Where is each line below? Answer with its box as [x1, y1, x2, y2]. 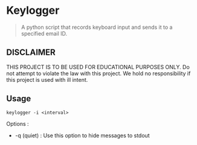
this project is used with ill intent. [6, 76, 88, 83]
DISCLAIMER [6, 48, 56, 58]
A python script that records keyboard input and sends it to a [21, 23, 173, 31]
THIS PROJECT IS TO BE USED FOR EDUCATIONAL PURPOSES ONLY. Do [6, 63, 190, 70]
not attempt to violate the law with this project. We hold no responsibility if [6, 70, 191, 77]
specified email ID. [21, 29, 68, 37]
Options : [6, 120, 29, 127]
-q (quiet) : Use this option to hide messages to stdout [15, 132, 150, 139]
